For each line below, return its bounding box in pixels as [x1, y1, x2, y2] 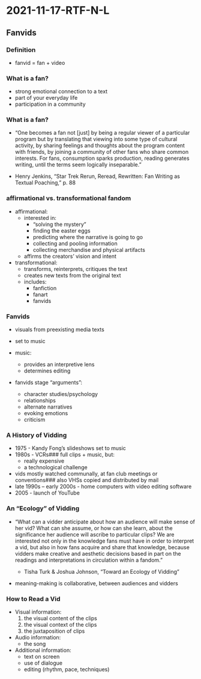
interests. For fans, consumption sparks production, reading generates [14, 154, 190, 162]
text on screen [23, 653, 60, 660]
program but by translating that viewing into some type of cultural [14, 136, 178, 143]
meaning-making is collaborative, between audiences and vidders [14, 579, 178, 586]
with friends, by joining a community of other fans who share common [14, 148, 189, 156]
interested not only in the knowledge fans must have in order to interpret [14, 537, 194, 544]
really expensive [23, 457, 65, 464]
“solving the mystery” [32, 221, 86, 228]
